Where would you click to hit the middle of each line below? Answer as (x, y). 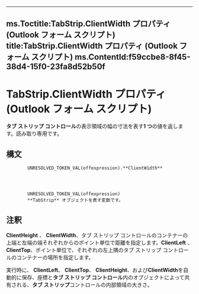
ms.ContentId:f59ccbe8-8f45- (133, 57)
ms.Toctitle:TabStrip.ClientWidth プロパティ (89, 24)
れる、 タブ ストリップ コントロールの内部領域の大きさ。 (84, 285)
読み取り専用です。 (39, 134)
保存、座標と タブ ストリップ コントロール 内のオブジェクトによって (103, 277)
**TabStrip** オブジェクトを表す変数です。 (75, 201)
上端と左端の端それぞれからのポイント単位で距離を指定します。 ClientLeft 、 (99, 243)
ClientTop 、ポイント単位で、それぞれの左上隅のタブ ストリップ (84, 250)
